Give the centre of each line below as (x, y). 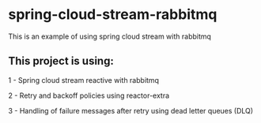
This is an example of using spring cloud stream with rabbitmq (110, 36)
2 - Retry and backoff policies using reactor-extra (89, 95)
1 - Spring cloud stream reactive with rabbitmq (84, 80)
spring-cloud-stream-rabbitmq (113, 15)
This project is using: (61, 61)
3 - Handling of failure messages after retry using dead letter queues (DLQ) (131, 110)
